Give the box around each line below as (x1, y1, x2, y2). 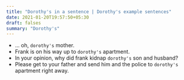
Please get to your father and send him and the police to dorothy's (14, 61, 179, 68)
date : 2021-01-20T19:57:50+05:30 (6, 14, 89, 20)
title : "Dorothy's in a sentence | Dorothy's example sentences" (6, 8, 171, 15)
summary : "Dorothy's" (6, 25, 60, 32)
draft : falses (6, 20, 42, 26)
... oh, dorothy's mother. (14, 42, 74, 49)
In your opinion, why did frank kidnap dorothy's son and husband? (14, 54, 179, 61)
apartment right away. (14, 67, 69, 75)
